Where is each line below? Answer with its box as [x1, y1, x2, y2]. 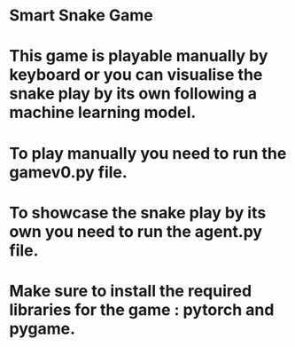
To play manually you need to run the [9, 143, 287, 163]
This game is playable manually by [9, 46, 268, 67]
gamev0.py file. [9, 162, 128, 182]
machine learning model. [9, 103, 197, 122]
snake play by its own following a [9, 83, 258, 104]
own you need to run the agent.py [9, 221, 263, 241]
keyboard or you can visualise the [9, 65, 263, 85]
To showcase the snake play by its [9, 202, 267, 223]
